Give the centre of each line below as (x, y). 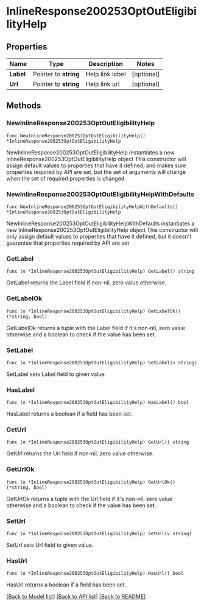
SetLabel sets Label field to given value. (56, 374)
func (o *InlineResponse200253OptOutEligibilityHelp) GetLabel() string (100, 272)
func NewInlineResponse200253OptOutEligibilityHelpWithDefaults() (92, 207)
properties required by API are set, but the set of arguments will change (96, 171)
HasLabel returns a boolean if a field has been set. (69, 414)
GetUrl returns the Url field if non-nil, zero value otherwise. (80, 453)
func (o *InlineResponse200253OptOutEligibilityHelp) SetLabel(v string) (102, 363)
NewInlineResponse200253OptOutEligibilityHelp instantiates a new (90, 152)
